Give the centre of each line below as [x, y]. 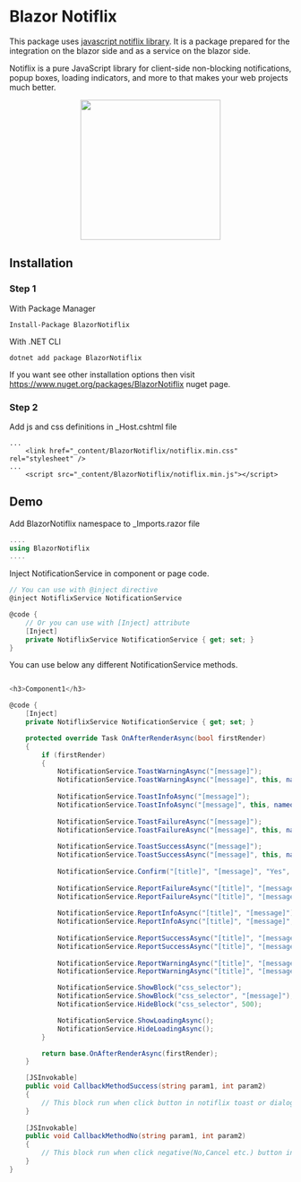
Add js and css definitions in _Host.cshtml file [93, 427]
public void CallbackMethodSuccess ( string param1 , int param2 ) [146, 1086]
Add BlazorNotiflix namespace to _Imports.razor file [104, 523]
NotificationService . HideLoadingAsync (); [136, 1029]
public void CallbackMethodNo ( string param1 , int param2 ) [136, 1136]
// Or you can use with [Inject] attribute [108, 623]
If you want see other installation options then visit [102, 375]
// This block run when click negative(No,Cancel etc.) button [162, 1153]
